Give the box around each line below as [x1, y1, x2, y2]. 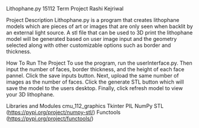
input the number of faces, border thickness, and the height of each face [6, 66, 185, 73]
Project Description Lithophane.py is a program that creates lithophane [6, 17, 179, 23]
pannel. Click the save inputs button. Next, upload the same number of [6, 72, 179, 79]
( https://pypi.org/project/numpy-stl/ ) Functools [6, 109, 121, 116]
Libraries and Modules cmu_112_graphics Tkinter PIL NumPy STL [6, 103, 164, 109]
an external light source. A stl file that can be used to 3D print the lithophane [6, 29, 193, 36]
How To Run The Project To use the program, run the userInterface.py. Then [6, 59, 192, 66]
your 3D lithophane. [6, 91, 55, 98]
